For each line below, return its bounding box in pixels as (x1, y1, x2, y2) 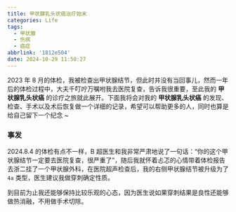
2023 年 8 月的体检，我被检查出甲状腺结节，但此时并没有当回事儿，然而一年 (7, 76, 229, 84)
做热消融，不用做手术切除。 (7, 197, 88, 206)
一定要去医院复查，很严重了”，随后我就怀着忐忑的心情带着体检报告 (31, 156, 226, 164)
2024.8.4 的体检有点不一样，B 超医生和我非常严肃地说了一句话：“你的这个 (7, 148, 223, 156)
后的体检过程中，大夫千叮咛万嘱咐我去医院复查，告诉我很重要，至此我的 (7, 85, 216, 93)
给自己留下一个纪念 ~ (7, 111, 69, 119)
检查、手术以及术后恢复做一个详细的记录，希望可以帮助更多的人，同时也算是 (7, 102, 229, 111)
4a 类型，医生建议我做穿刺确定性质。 (7, 174, 114, 182)
